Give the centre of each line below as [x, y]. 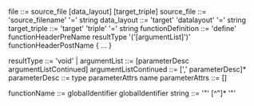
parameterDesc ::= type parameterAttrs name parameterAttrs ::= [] [118, 78]
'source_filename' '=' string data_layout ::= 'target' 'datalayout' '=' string [127, 20]
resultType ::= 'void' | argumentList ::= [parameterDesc [99, 61]
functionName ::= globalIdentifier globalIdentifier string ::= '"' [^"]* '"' [122, 93]
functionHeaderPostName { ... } [60, 45]
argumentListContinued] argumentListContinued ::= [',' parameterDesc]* [127, 69]
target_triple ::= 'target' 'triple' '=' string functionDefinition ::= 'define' [123, 28]
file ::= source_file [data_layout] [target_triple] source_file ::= [107, 12]
